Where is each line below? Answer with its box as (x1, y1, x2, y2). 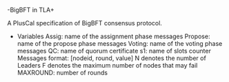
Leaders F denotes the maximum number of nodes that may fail (17, 61, 198, 69)
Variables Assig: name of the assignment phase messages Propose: (17, 32, 210, 40)
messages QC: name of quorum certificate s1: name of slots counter (17, 47, 212, 55)
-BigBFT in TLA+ (7, 6, 54, 14)
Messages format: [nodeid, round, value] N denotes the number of (17, 54, 207, 62)
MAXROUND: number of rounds (17, 68, 108, 77)
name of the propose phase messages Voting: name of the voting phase (17, 40, 223, 47)
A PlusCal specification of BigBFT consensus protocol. (7, 19, 162, 27)
